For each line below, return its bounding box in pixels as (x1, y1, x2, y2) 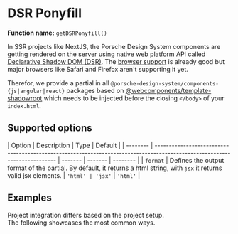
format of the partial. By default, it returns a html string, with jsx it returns (7, 164, 222, 172)
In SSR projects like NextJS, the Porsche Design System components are (7, 42, 221, 50)
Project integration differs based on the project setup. (7, 211, 165, 219)
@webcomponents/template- (125, 86, 212, 95)
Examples (7, 192, 52, 204)
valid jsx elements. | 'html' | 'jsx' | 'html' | (7, 171, 141, 179)
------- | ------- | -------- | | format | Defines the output (61, 156, 225, 164)
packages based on (66, 86, 124, 95)
